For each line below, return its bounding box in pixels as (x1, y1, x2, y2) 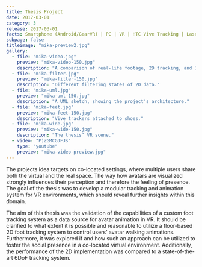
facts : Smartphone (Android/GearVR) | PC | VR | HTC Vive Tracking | (6, 31, 185, 37)
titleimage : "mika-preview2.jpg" (6, 43, 90, 49)
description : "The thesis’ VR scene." (17, 132, 114, 139)
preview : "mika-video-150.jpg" (17, 59, 96, 65)
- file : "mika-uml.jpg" (11, 87, 71, 93)
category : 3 (6, 20, 36, 26)
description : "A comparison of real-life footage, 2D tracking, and (17, 64, 192, 71)
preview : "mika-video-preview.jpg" (17, 149, 106, 155)
